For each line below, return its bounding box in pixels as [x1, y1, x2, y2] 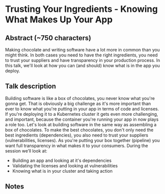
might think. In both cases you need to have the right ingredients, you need [5, 52, 158, 58]
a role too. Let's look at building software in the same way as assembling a [5, 121, 157, 127]
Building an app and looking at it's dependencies [12, 157, 112, 163]
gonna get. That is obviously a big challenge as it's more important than [5, 100, 151, 106]
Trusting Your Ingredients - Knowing [5, 3, 158, 15]
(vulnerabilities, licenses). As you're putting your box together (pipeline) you [5, 137, 160, 143]
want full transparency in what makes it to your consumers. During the [5, 143, 148, 148]
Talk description [5, 82, 56, 91]
